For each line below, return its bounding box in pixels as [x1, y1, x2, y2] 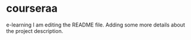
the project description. [6, 27, 63, 34]
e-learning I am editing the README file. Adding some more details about [6, 21, 185, 28]
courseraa [6, 2, 58, 15]
